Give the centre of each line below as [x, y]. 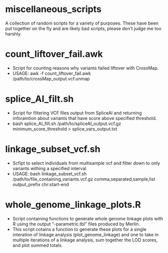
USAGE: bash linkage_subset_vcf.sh [50, 174]
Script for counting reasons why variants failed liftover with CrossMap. [86, 68]
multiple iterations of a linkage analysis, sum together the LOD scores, [85, 240]
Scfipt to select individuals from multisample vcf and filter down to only [86, 163]
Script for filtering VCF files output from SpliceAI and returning [77, 113]
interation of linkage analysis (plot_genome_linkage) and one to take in [86, 234]
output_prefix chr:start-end [40, 184]
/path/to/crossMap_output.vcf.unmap [51, 78]
